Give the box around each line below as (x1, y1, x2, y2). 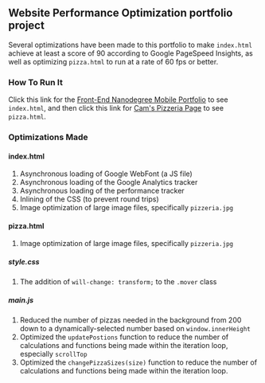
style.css (8, 257, 40, 267)
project (8, 19, 45, 33)
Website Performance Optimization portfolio (8, 6, 233, 20)
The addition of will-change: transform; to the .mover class (19, 277, 217, 287)
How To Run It (8, 76, 64, 88)
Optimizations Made (8, 131, 89, 143)
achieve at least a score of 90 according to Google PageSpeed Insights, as (8, 48, 253, 58)
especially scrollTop (19, 350, 88, 359)
